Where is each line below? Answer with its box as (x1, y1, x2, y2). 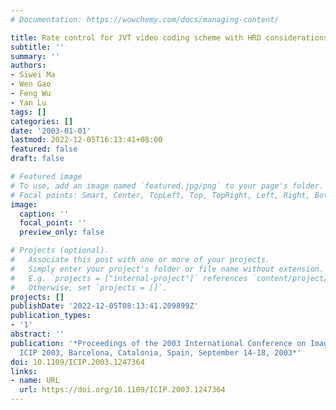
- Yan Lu (10, 97, 47, 108)
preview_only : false (19, 227, 105, 238)
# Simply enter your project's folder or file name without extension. (10, 264, 325, 274)
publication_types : (10, 311, 92, 321)
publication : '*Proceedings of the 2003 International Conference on (10, 338, 307, 348)
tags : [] (10, 107, 47, 117)
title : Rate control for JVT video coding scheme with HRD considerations (10, 32, 329, 43)
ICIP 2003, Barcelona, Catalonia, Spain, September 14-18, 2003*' (19, 347, 302, 358)
